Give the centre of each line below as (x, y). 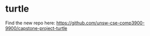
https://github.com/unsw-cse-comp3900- (100, 23)
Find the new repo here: (30, 23)
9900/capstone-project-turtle (36, 28)
